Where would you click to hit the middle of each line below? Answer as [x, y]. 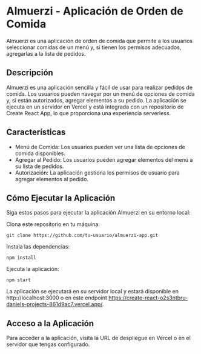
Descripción [30, 73]
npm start [19, 280]
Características [36, 132]
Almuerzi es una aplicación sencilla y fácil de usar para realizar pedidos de [99, 87]
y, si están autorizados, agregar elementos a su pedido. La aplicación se [96, 100]
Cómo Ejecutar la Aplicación [61, 198]
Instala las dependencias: [38, 247]
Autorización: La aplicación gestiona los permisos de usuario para [97, 172]
